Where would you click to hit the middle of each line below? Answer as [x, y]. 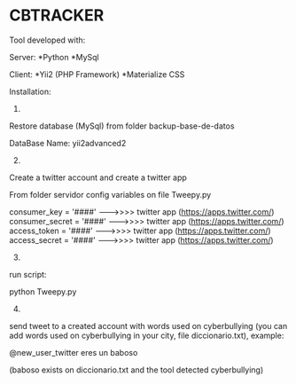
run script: [28, 274]
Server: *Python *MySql [54, 57]
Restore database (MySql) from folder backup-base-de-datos [122, 126]
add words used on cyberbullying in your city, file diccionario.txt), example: [147, 335]
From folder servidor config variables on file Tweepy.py [110, 194]
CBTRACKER [57, 16]
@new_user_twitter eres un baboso [74, 352]
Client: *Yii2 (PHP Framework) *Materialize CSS [97, 74]
